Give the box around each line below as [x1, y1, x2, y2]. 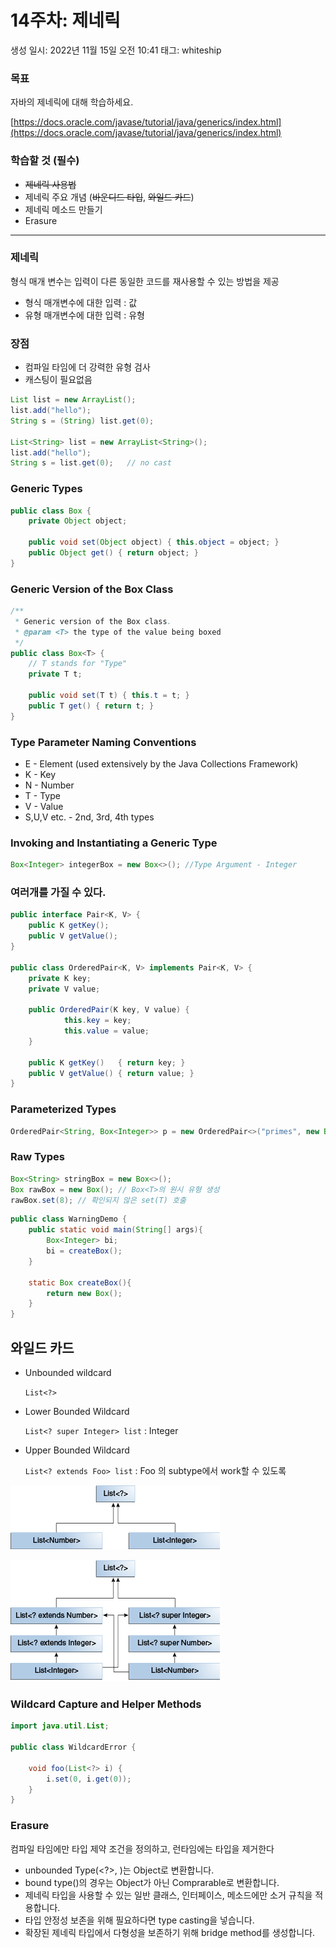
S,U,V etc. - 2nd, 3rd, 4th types [24, 811, 155, 823]
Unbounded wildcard [24, 1367, 112, 1379]
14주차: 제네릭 [10, 9, 121, 32]
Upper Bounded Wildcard [24, 1444, 130, 1456]
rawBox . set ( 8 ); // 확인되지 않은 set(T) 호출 [10, 1195, 187, 1205]
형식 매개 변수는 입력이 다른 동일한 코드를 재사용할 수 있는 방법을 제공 [10, 275, 280, 287]
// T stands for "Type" [28, 659, 128, 669]
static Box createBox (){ [28, 1277, 132, 1288]
